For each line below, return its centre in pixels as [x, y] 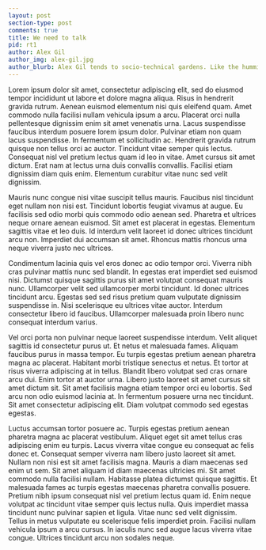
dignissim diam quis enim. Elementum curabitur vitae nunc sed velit [118, 173]
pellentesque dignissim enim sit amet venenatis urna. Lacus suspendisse [127, 123]
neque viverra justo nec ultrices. [61, 248]
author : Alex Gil [37, 52]
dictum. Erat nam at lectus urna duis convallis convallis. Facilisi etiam [121, 165]
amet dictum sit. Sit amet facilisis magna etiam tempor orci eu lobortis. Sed [130, 388]
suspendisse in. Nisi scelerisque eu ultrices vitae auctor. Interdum [116, 305]
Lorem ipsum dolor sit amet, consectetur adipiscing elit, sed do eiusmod [126, 89]
